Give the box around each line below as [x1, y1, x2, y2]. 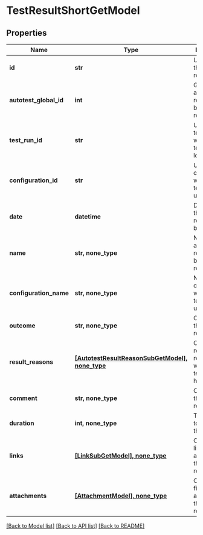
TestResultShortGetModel [6, 4, 140, 18]
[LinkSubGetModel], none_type [74, 451, 167, 460]
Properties [6, 28, 47, 38]
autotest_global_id [9, 96, 64, 104]
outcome [9, 321, 36, 330]
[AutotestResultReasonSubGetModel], [74, 354, 188, 362]
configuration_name [9, 289, 69, 297]
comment [9, 394, 37, 402]
